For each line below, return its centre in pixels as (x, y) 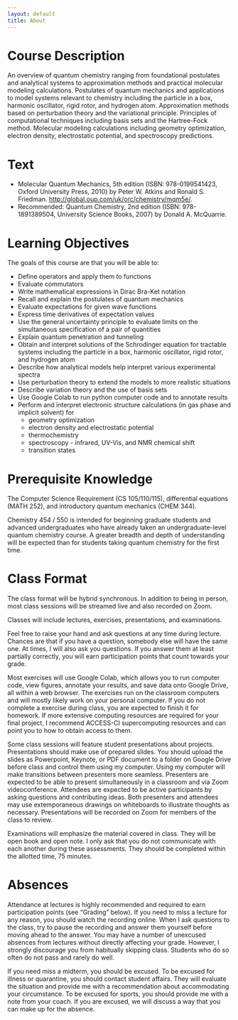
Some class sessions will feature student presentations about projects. (111, 744)
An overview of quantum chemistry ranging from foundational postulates (114, 75)
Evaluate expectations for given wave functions (87, 307)
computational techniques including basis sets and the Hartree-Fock (108, 121)
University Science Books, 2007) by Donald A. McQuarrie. (142, 215)
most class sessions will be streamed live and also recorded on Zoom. (110, 606)
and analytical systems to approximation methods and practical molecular (115, 83)
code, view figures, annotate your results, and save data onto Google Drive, (118, 685)
